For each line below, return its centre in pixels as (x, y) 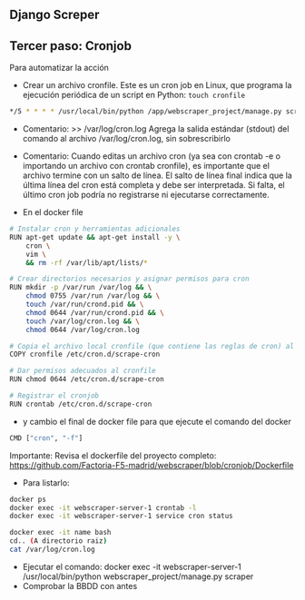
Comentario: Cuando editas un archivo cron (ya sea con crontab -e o (152, 156)
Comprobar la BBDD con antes (80, 585)
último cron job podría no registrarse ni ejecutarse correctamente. (146, 195)
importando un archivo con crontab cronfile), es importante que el (146, 166)
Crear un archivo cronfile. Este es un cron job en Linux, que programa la (157, 85)
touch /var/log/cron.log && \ (83, 321)
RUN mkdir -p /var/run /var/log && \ (81, 288)
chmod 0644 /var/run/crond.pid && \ (95, 312)
